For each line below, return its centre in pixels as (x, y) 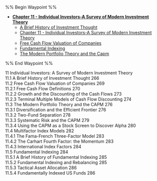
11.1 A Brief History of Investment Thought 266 (52, 78)
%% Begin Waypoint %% (31, 7)
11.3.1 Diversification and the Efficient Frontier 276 (56, 110)
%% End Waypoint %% (29, 63)
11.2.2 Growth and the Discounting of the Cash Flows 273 (64, 94)
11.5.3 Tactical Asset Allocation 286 (41, 168)
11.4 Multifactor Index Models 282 (40, 131)
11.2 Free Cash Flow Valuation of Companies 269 (55, 83)
